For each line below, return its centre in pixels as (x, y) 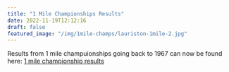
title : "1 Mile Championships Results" (66, 14)
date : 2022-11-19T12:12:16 (47, 20)
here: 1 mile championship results (56, 61)
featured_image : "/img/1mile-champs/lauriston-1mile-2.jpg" (98, 34)
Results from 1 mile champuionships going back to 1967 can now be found (115, 54)
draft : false (26, 27)
